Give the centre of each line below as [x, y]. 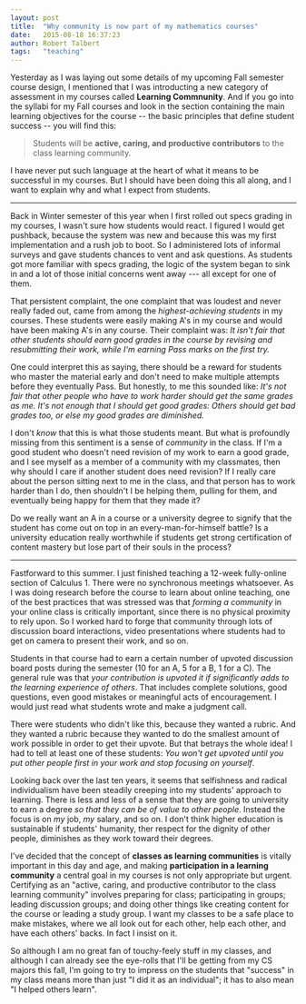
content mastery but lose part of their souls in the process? [121, 547]
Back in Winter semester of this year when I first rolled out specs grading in [151, 216]
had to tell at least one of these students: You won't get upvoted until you [147, 753]
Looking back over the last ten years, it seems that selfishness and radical [149, 780]
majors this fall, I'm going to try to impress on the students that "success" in [152, 970]
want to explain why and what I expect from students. [111, 190]
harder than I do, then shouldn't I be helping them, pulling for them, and [144, 491]
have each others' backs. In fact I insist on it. [94, 933]
